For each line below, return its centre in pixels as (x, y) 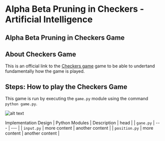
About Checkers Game (41, 54)
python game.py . (21, 104)
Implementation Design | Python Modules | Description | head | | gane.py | (80, 123)
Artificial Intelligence (49, 19)
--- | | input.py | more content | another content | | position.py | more (82, 128)
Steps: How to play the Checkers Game (66, 87)
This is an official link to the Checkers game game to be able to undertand (80, 66)
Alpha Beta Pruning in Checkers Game (65, 38)
